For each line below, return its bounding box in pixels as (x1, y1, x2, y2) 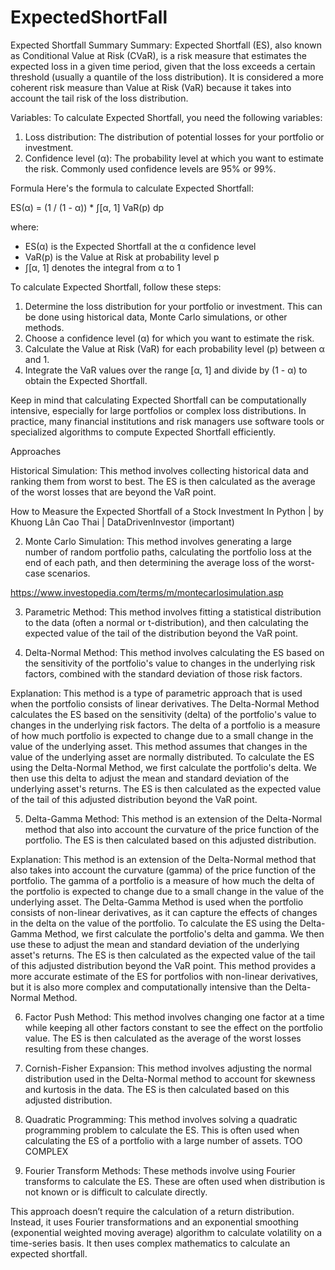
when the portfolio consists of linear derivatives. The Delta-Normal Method (10, 697, 320, 710)
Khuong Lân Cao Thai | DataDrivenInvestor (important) (10, 516, 235, 528)
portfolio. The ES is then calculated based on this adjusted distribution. (24, 834, 317, 846)
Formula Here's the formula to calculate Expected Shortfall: (10, 182, 254, 194)
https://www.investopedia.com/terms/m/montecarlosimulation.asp (10, 586, 284, 598)
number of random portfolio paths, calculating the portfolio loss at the (24, 546, 312, 558)
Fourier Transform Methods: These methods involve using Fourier (24, 1164, 296, 1176)
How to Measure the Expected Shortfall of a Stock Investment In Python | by (10, 505, 324, 517)
